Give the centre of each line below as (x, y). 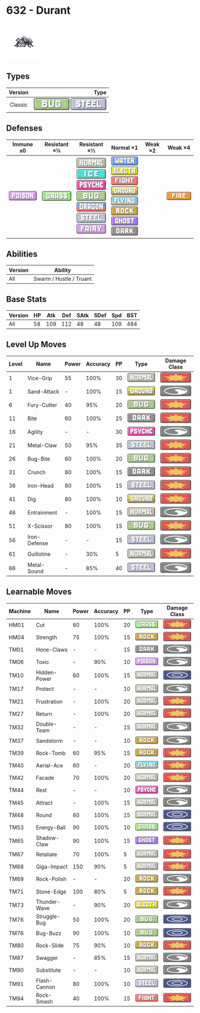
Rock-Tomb (51, 753)
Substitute (48, 970)
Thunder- (48, 902)
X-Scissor (40, 526)
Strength (46, 637)
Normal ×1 (124, 148)
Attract (44, 803)
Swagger (47, 958)
